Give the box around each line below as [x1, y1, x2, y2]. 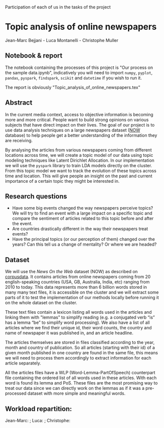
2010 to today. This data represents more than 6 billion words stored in [5, 284, 147, 290]
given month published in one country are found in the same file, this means [5, 350, 158, 356]
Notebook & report [5, 51, 62, 60]
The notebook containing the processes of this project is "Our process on [5, 64, 153, 70]
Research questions [5, 192, 67, 200]
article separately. [5, 360, 41, 366]
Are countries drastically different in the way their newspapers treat [12, 226, 148, 232]
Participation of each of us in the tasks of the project [5, 4, 111, 10]
